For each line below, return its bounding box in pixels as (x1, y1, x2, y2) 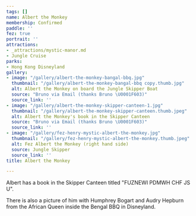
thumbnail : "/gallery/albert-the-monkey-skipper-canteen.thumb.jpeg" (11, 108, 187, 114)
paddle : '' (6, 25, 33, 31)
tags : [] (6, 8, 28, 15)
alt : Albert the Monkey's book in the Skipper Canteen (11, 113, 150, 119)
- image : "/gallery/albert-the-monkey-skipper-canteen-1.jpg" (6, 102, 163, 109)
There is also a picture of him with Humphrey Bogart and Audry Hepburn (6, 197, 184, 204)
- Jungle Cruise (6, 53, 46, 59)
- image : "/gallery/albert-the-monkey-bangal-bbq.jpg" (6, 75, 145, 81)
